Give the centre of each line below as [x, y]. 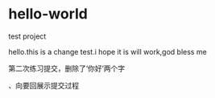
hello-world [48, 14]
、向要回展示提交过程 [43, 85]
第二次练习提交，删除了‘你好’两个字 [67, 68]
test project [27, 36]
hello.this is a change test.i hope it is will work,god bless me [107, 51]
